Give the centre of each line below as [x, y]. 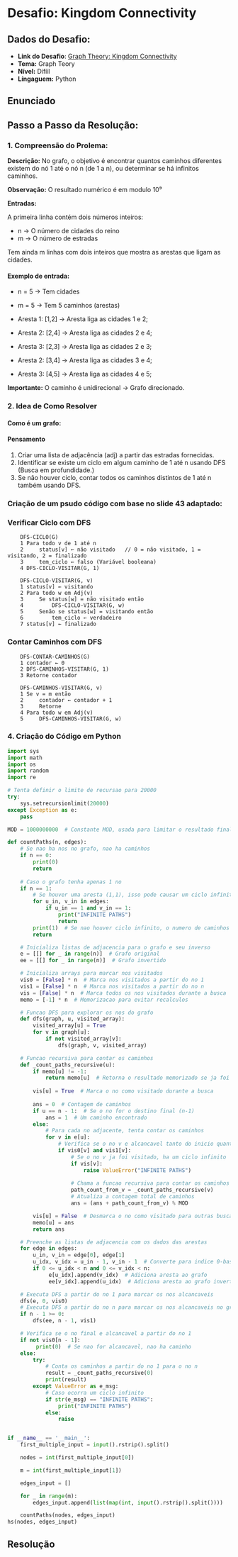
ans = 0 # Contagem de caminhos [82, 1104]
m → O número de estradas [58, 238]
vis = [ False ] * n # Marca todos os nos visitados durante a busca [123, 993]
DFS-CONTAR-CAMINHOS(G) [55, 657]
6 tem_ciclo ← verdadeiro [71, 618]
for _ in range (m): [49, 1496]
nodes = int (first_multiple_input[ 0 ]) [77, 1458]
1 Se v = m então [46, 694]
